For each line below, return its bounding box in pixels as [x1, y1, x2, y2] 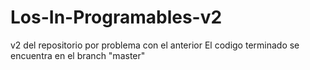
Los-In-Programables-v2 [10, 6, 223, 29]
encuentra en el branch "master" [10, 49, 146, 61]
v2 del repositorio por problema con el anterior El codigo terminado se [10, 39, 300, 51]
